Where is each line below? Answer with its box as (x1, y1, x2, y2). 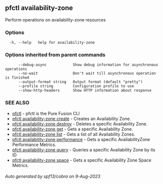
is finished (5, 75, 29, 80)
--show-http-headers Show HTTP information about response (18, 88, 152, 93)
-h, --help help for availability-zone (9, 40, 95, 45)
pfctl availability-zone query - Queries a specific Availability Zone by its (12, 146, 155, 153)
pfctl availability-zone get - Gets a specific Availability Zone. (12, 126, 133, 132)
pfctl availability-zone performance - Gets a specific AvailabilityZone (12, 136, 150, 142)
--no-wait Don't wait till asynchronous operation (18, 71, 156, 76)
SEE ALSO (5, 100, 30, 106)
